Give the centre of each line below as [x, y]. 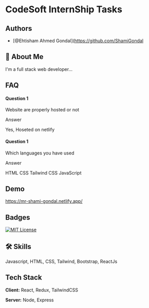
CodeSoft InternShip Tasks [64, 9]
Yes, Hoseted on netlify [30, 130]
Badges [18, 217]
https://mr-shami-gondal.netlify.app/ [44, 201]
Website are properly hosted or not [42, 110]
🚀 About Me [24, 57]
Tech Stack [24, 277]
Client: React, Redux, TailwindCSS [42, 290]
